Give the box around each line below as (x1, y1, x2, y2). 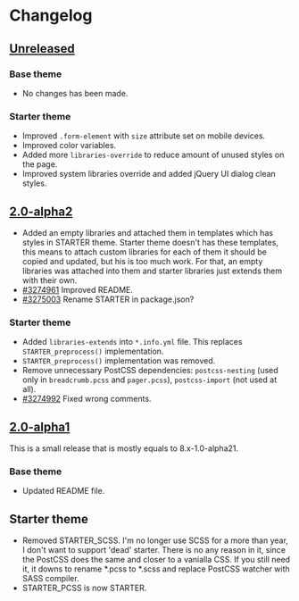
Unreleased (9, 41, 76, 56)
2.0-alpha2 (9, 204, 73, 219)
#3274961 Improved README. (21, 284, 134, 295)
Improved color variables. (21, 140, 117, 151)
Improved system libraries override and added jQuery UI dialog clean (21, 169, 277, 179)
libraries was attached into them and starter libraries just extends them (21, 265, 283, 276)
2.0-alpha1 (9, 419, 71, 434)
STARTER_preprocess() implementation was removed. (21, 355, 216, 366)
